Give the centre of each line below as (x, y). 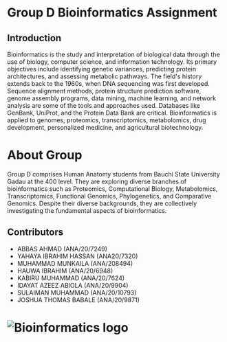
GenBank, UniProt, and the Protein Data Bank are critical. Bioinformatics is (112, 113)
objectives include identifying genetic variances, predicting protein (102, 69)
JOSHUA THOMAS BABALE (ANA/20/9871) (78, 299)
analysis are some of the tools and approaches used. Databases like (104, 105)
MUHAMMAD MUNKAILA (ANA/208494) (75, 263)
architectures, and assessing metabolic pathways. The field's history (105, 76)
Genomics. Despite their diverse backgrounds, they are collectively (102, 203)
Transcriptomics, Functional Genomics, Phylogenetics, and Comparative (109, 196)
